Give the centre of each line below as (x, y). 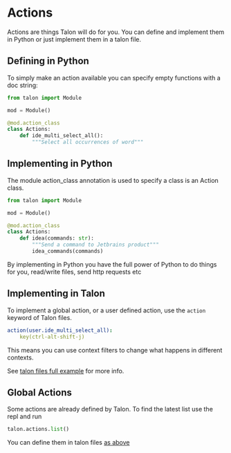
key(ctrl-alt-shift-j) (52, 337)
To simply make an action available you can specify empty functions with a (114, 78)
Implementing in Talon (56, 293)
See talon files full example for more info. (66, 371)
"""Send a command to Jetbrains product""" (95, 245)
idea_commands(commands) (68, 251)
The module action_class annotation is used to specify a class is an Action (113, 180)
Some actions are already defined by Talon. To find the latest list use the (110, 409)
